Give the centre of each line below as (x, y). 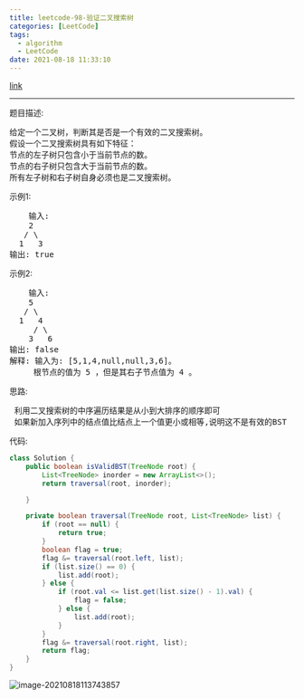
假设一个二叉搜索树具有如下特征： (73, 144)
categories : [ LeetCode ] (54, 26)
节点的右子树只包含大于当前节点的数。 (81, 166)
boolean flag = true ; (83, 550)
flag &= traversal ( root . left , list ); (113, 558)
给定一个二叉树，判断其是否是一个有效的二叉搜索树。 (109, 132)
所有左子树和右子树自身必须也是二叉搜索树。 (93, 177)
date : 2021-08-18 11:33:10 (60, 60)
